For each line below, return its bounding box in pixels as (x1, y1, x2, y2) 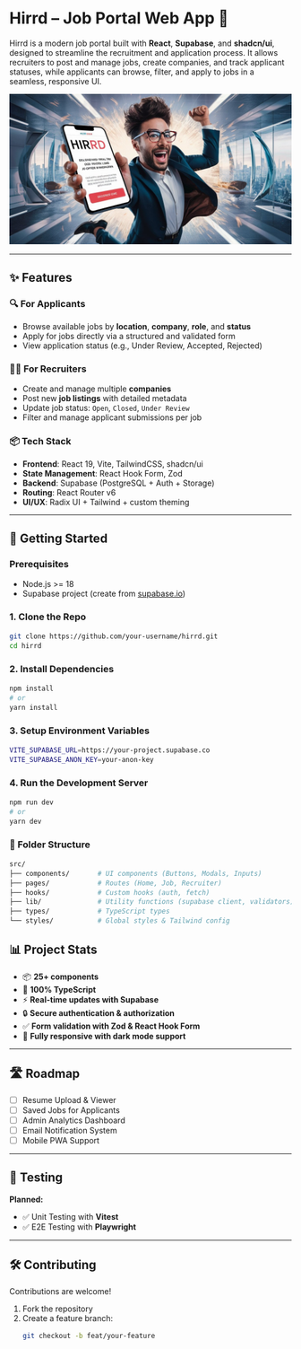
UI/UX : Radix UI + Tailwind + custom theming (21, 496, 190, 507)
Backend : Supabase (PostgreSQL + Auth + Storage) (21, 477, 215, 488)
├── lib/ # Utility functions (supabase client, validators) (9, 898, 295, 907)
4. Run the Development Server (9, 776, 149, 789)
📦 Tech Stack (9, 434, 72, 447)
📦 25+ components (21, 971, 99, 982)
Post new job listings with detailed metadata (21, 392, 187, 403)
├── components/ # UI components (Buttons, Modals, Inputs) (9, 869, 262, 878)
